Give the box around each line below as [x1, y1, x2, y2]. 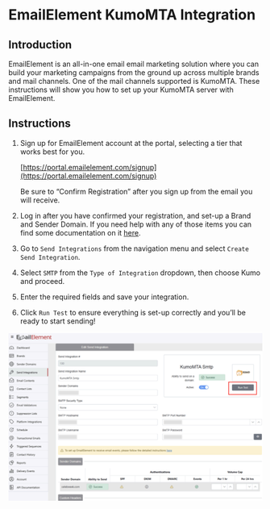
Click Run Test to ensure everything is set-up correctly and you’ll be [19, 307, 246, 317]
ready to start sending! [19, 316, 96, 326]
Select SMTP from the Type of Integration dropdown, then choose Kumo [19, 268, 260, 277]
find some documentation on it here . [19, 227, 141, 237]
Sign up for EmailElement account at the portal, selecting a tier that [19, 138, 243, 148]
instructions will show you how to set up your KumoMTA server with [8, 85, 234, 94]
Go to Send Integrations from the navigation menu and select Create [19, 244, 250, 253]
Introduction [8, 38, 73, 52]
